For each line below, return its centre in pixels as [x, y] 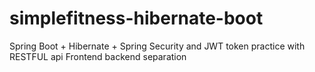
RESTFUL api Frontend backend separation [98, 56]
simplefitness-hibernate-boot [136, 18]
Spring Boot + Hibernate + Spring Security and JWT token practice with [157, 46]
